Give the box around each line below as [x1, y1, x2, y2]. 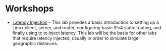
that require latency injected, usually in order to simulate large [12, 35, 139, 41]
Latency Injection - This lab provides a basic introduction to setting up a [12, 19, 159, 25]
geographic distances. [12, 40, 58, 46]
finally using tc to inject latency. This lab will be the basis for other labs [12, 30, 157, 36]
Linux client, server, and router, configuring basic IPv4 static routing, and [12, 24, 162, 30]
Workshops [5, 3, 54, 14]
